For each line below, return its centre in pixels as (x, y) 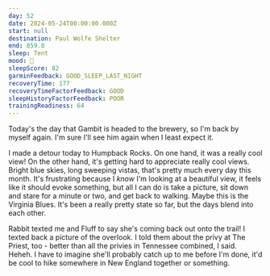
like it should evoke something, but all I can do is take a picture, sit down (129, 187)
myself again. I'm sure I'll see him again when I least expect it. (111, 137)
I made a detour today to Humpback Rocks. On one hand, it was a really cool (135, 153)
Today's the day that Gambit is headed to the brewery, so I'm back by (124, 129)
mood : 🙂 (21, 61)
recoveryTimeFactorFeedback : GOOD (66, 91)
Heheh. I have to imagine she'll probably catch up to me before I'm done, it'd (135, 254)
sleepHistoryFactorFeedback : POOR (66, 98)
